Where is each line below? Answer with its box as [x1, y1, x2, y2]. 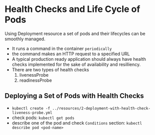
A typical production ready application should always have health [11, 56, 147, 62]
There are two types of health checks [11, 66, 89, 73]
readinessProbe [19, 77, 52, 83]
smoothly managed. [4, 36, 46, 42]
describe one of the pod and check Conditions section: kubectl [11, 120, 143, 126]
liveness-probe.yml [11, 110, 53, 115]
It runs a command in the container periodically [11, 45, 112, 51]
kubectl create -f [11, 106, 50, 111]
